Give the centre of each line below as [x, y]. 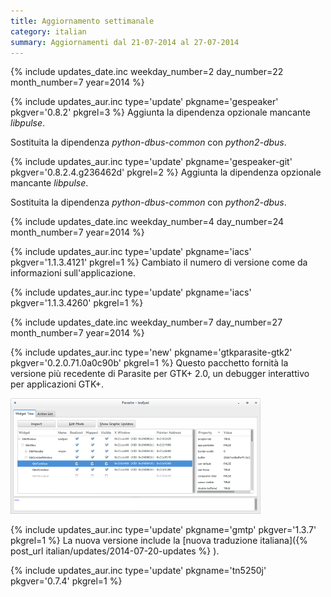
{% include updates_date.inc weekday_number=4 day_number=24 [147, 222]
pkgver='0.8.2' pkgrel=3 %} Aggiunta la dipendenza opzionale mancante [160, 112]
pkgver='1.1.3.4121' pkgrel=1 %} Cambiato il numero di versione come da [159, 262]
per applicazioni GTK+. [57, 384]
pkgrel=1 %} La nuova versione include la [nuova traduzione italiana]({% [159, 541]
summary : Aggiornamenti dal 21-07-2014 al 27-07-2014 [125, 42]
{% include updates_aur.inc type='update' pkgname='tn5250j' [138, 571]
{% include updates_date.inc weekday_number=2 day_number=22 [147, 72]
